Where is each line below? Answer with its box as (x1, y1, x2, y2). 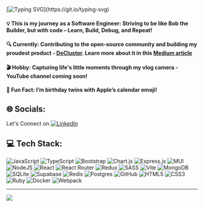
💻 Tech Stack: (6, 138, 63, 149)
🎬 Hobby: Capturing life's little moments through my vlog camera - (6, 64, 178, 71)
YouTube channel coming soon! (6, 72, 88, 80)
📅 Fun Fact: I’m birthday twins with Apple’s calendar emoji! (6, 86, 158, 93)
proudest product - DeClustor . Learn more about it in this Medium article (6, 49, 192, 57)
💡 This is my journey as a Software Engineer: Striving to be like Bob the (6, 19, 189, 27)
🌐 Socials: (6, 104, 46, 114)
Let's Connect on (6, 120, 50, 127)
